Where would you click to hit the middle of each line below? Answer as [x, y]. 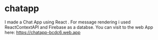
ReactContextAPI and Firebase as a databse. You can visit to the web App [79, 27]
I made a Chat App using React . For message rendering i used [68, 22]
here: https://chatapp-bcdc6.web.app [43, 32]
